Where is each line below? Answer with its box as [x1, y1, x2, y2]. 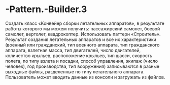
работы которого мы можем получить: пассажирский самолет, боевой [5, 25, 160, 31]
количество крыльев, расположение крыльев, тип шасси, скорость [5, 52, 153, 59]
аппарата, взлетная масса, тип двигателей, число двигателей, [5, 47, 141, 53]
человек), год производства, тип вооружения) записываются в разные [5, 63, 160, 69]
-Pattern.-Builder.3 [5, 4, 87, 15]
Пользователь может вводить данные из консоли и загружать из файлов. [5, 74, 165, 80]
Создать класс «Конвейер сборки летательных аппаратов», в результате [5, 20, 165, 26]
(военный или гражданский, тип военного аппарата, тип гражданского [5, 41, 160, 48]
